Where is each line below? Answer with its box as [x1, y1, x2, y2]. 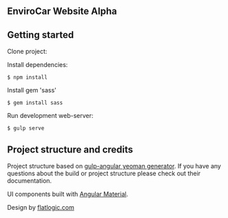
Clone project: [7, 48, 48, 56]
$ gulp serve [7, 125, 45, 132]
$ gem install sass [7, 99, 63, 106]
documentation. [7, 177, 52, 185]
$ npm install [7, 74, 48, 81]
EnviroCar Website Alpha [7, 6, 117, 17]
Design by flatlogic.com [7, 204, 74, 212]
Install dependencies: [7, 61, 68, 69]
